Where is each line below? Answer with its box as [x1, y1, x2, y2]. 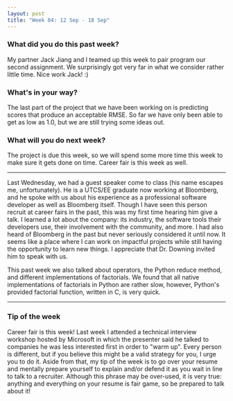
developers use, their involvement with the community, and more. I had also [7, 223, 224, 231]
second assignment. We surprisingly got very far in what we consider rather [7, 63, 224, 71]
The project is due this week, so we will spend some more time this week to [7, 151, 223, 160]
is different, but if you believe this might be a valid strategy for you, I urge [7, 350, 216, 358]
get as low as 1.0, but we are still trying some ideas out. [7, 118, 165, 126]
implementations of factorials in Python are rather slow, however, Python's [7, 281, 220, 289]
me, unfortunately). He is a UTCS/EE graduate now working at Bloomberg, [7, 186, 218, 195]
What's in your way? [7, 88, 78, 97]
